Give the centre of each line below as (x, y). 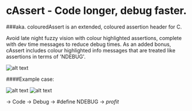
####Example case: (30, 79)
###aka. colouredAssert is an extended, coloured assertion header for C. (94, 27)
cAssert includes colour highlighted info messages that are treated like (91, 50)
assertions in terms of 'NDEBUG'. (46, 56)
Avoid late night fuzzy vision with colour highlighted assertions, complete (94, 38)
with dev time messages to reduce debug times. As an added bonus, (88, 44)
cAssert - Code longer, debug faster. (96, 11)
